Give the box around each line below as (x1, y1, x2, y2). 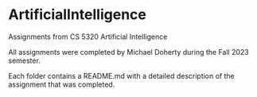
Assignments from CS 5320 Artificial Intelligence (8, 32, 168, 41)
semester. (8, 56, 41, 65)
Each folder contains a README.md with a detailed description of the (8, 71, 235, 80)
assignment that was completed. (8, 80, 115, 89)
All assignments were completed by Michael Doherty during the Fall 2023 (8, 47, 249, 56)
